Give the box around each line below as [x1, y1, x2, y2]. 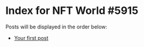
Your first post [13, 34, 49, 41]
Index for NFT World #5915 [5, 4, 139, 17]
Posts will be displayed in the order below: [5, 23, 108, 30]
